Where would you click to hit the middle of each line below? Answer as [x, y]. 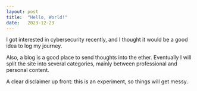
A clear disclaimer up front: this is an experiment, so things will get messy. [97, 81]
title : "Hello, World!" [37, 17]
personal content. [28, 70]
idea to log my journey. [34, 46]
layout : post [22, 12]
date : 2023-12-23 [30, 23]
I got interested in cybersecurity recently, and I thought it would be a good [97, 40]
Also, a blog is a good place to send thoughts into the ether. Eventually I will [99, 58]
